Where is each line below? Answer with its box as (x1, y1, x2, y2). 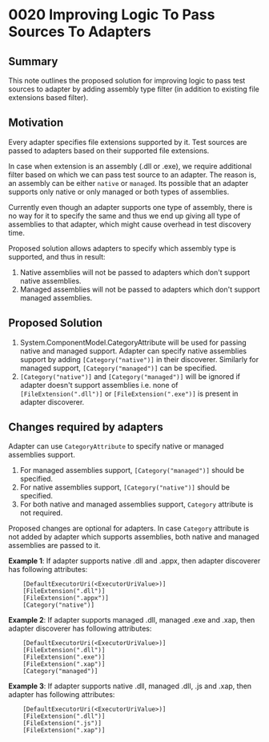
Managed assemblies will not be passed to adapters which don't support (19, 284, 260, 294)
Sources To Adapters (8, 22, 151, 41)
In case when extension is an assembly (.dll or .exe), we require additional (8, 161, 252, 171)
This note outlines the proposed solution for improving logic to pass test (8, 76, 246, 85)
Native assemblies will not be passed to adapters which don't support (19, 267, 251, 277)
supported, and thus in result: (8, 252, 106, 261)
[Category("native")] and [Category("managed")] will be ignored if (19, 371, 241, 381)
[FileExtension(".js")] (22, 720, 102, 728)
